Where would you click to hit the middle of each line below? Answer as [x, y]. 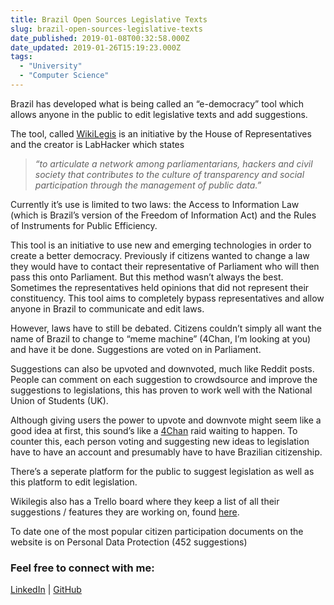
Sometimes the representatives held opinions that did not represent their [160, 287]
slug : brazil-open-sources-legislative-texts [106, 29]
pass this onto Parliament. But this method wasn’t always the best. [147, 277]
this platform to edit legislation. [74, 482]
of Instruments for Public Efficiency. [84, 225]
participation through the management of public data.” [148, 185]
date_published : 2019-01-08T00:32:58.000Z [100, 38]
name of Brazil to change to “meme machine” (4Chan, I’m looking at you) [161, 338]
